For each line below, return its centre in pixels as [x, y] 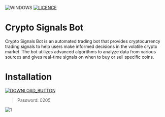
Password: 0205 [34, 100]
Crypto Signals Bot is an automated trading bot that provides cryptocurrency [83, 41]
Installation [29, 77]
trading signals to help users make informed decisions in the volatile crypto [81, 46]
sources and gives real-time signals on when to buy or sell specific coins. [80, 57]
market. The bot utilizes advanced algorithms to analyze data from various [81, 51]
